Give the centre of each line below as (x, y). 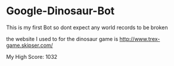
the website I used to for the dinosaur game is (62, 39)
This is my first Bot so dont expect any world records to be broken (87, 27)
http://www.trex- (140, 39)
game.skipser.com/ (30, 45)
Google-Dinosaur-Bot (60, 11)
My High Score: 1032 (32, 56)
